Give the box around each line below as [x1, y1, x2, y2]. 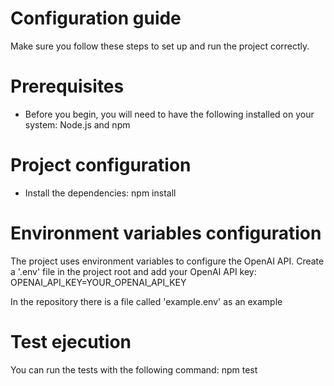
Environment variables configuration [10, 222, 322, 244]
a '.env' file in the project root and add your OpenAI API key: [10, 265, 257, 277]
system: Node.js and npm [24, 118, 131, 131]
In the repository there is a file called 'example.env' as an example [10, 295, 283, 307]
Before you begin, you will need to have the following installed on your [24, 108, 315, 120]
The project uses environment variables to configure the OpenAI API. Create [10, 255, 325, 267]
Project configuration [10, 154, 192, 177]
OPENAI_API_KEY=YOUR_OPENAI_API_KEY [10, 276, 187, 288]
